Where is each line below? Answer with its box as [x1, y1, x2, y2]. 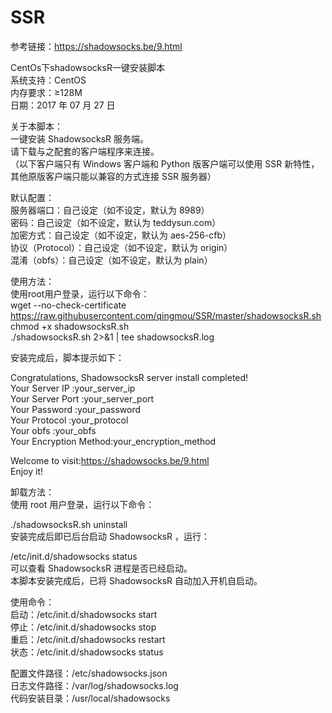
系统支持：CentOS [10, 74, 87, 86]
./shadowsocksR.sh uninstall [10, 518, 128, 530]
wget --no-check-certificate [10, 299, 127, 311]
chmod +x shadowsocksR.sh [10, 320, 130, 332]
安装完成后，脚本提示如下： [10, 351, 125, 363]
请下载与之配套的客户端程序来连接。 [10, 145, 160, 157]
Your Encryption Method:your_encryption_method [10, 435, 217, 447]
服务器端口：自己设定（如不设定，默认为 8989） [10, 204, 210, 216]
